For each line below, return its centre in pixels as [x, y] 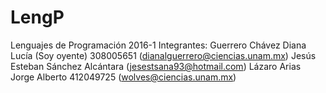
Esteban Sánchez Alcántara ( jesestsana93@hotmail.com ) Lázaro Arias [156, 66]
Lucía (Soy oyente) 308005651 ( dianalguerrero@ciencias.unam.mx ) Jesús [163, 55]
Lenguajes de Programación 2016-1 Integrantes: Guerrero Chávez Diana [158, 45]
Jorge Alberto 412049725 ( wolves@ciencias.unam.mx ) [123, 77]
